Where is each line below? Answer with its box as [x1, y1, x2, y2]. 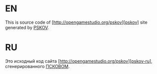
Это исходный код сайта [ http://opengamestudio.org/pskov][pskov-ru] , [5, 58, 153, 64]
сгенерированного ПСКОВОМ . [5, 63, 70, 69]
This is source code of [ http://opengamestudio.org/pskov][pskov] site [5, 19, 148, 25]
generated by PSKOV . [5, 24, 49, 30]
